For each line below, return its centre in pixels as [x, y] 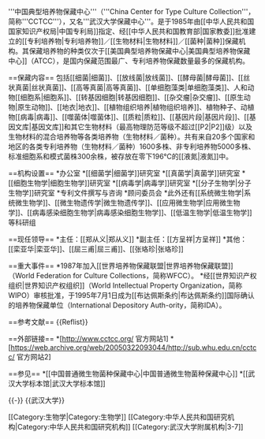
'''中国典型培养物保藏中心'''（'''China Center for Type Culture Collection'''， [132, 11]
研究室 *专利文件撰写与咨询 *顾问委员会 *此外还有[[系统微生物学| [139, 193]
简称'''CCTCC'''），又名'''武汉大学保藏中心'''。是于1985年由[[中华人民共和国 [131, 21]
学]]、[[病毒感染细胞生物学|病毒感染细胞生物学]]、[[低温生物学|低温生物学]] [130, 212]
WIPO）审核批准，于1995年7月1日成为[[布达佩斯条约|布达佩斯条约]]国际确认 [131, 295]
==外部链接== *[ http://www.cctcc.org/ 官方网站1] [88, 339]
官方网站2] [34, 357]
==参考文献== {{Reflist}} [48, 322]
